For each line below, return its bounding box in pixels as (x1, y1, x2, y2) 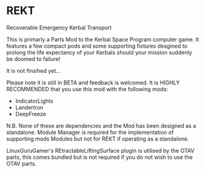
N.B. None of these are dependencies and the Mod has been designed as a (6, 122, 196, 129)
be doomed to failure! (6, 55, 61, 62)
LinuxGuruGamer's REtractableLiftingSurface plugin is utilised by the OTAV (6, 147, 195, 154)
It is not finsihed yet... (6, 67, 61, 74)
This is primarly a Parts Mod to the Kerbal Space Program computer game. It (6, 35, 199, 43)
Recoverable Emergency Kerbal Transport (6, 24, 112, 31)
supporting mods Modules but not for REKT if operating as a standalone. (6, 135, 189, 142)
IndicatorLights (15, 97, 54, 105)
